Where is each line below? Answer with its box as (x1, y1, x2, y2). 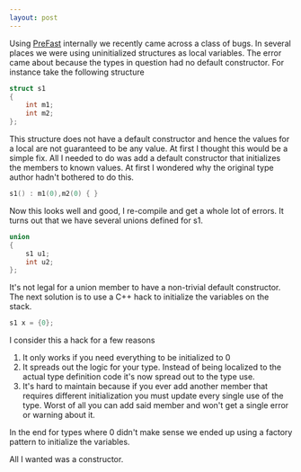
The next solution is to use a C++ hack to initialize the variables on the (9, 291, 270, 302)
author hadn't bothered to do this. (9, 172, 135, 183)
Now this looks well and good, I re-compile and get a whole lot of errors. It (9, 205, 285, 216)
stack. (9, 301, 32, 312)
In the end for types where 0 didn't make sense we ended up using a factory (9, 427, 293, 438)
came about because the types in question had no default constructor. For (9, 57, 285, 67)
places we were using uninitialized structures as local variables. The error (9, 47, 282, 58)
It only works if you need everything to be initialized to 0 (22, 352, 231, 363)
